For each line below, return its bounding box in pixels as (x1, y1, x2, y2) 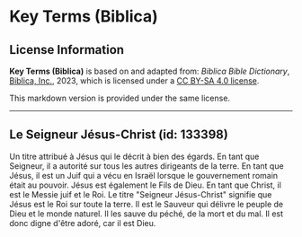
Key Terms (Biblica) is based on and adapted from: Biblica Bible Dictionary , (9, 66, 290, 76)
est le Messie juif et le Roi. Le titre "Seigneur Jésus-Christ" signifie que (9, 189, 272, 199)
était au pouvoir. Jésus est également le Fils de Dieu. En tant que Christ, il (9, 180, 281, 190)
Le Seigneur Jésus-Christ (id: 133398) (9, 127, 229, 143)
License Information (9, 42, 124, 57)
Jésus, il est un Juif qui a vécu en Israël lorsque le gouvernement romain (9, 170, 279, 180)
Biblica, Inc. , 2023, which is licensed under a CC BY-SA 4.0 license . (9, 75, 260, 86)
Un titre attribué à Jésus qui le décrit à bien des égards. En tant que (9, 151, 260, 162)
